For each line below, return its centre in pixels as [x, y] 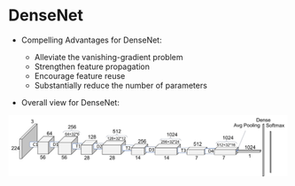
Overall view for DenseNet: [70, 102]
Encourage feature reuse [80, 75]
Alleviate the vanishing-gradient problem [109, 57]
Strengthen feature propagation [92, 66]
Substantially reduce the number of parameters [120, 85]
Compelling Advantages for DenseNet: [91, 40]
